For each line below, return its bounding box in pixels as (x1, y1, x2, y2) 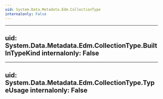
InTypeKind (5, 49, 40, 57)
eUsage (5, 86, 29, 94)
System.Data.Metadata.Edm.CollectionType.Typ (5, 78, 155, 87)
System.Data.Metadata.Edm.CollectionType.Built (5, 42, 158, 50)
